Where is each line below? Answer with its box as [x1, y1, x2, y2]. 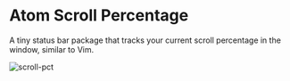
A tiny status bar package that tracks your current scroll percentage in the [9, 35, 281, 45]
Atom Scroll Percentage [9, 5, 189, 26]
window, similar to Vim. [9, 44, 95, 54]
